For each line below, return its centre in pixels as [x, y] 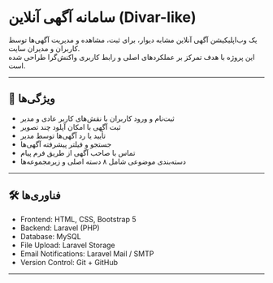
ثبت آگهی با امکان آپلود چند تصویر [70, 126]
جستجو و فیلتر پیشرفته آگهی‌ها [66, 144]
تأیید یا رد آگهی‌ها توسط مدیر [63, 135]
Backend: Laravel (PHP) [60, 228]
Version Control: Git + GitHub [69, 262]
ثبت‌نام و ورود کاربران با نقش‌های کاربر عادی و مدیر [97, 118]
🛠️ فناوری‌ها [35, 196]
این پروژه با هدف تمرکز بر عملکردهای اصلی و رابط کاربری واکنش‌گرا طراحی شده [132, 57]
